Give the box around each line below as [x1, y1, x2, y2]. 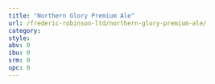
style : [8, 34, 31, 42]
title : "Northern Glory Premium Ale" [8, 11, 135, 20]
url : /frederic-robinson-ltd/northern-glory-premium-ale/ [8, 19, 207, 27]
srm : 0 [8, 57, 31, 65]
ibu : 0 [8, 49, 31, 57]
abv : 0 [8, 42, 31, 50]
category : [8, 26, 42, 34]
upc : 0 [8, 64, 31, 72]
